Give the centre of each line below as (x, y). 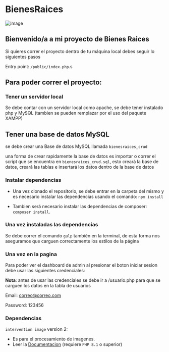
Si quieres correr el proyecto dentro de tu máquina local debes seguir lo (80, 51)
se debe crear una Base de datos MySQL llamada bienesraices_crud (76, 146)
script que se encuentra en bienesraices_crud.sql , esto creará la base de (82, 162)
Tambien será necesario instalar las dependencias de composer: (80, 206)
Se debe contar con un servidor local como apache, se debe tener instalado (84, 108)
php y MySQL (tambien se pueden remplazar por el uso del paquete (76, 113)
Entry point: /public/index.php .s (39, 66)
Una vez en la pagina (31, 254)
